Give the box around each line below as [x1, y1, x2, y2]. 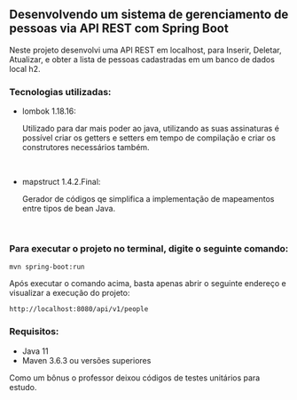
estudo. [9, 381, 37, 392]
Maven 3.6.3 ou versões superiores [21, 355, 152, 365]
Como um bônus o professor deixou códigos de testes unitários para [9, 372, 261, 383]
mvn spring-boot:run [9, 262, 86, 272]
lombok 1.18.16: [21, 106, 77, 116]
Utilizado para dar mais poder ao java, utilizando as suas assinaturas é [21, 124, 279, 134]
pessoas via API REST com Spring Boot [9, 21, 229, 36]
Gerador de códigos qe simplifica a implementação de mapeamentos [21, 194, 275, 204]
